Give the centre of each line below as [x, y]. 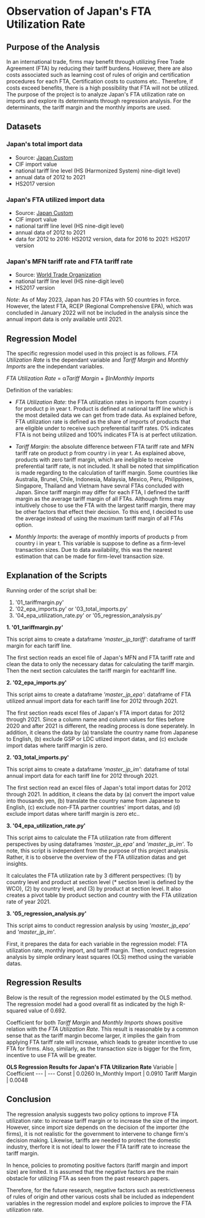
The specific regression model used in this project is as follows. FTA [92, 354]
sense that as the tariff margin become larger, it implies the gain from [93, 1035]
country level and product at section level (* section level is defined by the [100, 882]
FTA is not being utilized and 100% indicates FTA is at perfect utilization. [106, 435]
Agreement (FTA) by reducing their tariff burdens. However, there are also [99, 68]
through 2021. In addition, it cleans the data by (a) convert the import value [101, 794]
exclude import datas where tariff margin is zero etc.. [73, 813]
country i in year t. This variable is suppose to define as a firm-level [100, 543]
